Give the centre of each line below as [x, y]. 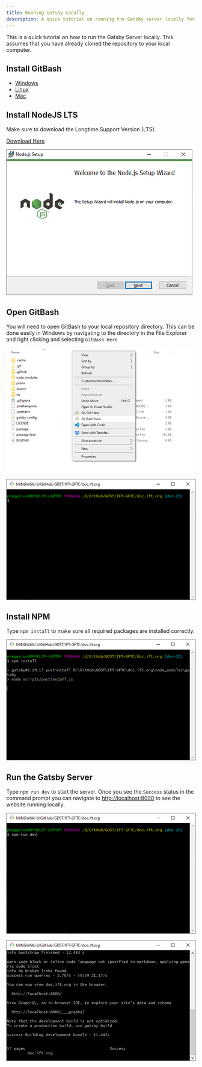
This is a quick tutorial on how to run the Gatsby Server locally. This [90, 37]
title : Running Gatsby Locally [45, 13]
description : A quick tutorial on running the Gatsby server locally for [101, 19]
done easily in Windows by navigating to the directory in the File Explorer [97, 333]
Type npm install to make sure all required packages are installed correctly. [100, 631]
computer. [19, 50]
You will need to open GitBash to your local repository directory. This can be [100, 326]
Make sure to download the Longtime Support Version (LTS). [81, 129]
